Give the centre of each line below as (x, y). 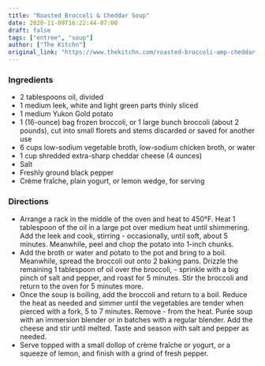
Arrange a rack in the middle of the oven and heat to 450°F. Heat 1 (127, 219)
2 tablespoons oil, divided (62, 97)
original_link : (33, 52)
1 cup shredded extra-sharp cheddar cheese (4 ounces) (111, 156)
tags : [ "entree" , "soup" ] (50, 38)
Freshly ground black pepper (67, 173)
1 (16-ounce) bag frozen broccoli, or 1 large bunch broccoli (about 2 (129, 123)
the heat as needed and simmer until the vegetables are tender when (132, 303)
